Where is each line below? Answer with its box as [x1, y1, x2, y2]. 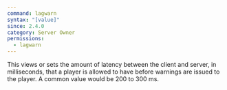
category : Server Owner [7, 29, 76, 36]
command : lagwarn [7, 10, 57, 17]
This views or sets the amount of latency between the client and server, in [7, 61, 217, 68]
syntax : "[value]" [7, 16, 60, 23]
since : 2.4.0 [7, 22, 45, 29]
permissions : [7, 35, 45, 42]
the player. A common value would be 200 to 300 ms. [7, 75, 160, 82]
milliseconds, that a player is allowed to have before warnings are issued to [7, 67, 220, 76]
